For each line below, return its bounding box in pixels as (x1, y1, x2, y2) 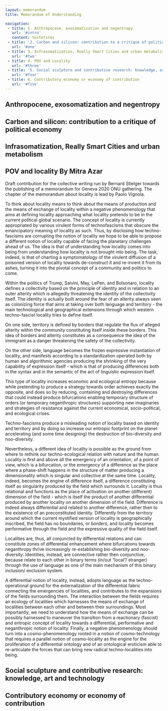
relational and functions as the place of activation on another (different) (5, 488, 152, 494)
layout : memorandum (5, 7, 46, 13)
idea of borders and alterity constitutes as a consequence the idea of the (5, 332, 156, 338)
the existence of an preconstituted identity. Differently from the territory (5, 510, 153, 516)
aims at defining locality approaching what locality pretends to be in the (5, 211, 153, 217)
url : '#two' (11, 54, 37, 59)
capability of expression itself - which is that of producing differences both (5, 363, 159, 369)
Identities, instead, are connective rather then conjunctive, (24, 551, 145, 557)
